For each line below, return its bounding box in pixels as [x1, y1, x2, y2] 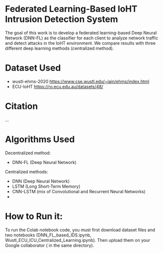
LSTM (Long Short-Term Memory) [12, 183, 81, 189]
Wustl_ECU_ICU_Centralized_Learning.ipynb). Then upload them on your [5, 237, 150, 243]
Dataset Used [5, 62, 61, 73]
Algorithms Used [5, 134, 75, 145]
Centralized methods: [5, 169, 49, 175]
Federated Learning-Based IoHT [5, 3, 138, 15]
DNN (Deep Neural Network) [12, 178, 70, 184]
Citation [5, 101, 38, 112]
